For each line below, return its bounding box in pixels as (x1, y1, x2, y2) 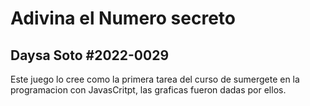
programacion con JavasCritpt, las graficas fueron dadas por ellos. (10, 84, 287, 96)
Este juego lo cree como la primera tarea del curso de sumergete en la (10, 73, 300, 85)
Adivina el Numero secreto (10, 7, 237, 30)
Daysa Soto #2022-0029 (10, 47, 170, 64)
